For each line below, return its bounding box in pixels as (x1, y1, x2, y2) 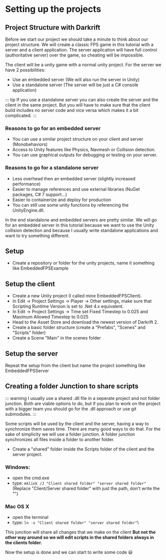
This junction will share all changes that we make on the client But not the (5, 529, 156, 535)
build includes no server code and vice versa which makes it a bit (5, 108, 139, 113)
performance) (12, 181, 41, 187)
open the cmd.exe (12, 475, 50, 481)
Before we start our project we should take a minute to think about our (5, 36, 149, 42)
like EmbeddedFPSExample (12, 265, 68, 271)
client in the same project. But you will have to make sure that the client (5, 102, 151, 108)
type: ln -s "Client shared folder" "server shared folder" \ (12, 519, 139, 526)
